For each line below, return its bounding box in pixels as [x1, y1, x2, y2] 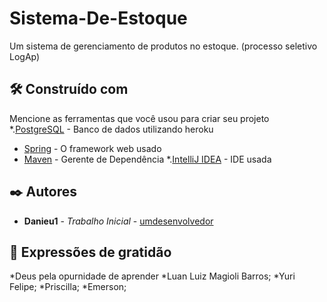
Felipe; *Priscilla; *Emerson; [9, 281, 127, 293]
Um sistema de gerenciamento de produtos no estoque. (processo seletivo [9, 40, 318, 52]
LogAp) [9, 50, 41, 62]
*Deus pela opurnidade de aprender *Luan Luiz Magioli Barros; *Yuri [9, 270, 296, 282]
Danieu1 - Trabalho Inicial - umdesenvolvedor [23, 215, 214, 227]
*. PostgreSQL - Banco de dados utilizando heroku [9, 123, 214, 135]
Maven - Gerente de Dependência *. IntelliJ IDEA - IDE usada [23, 153, 272, 165]
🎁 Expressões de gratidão [9, 243, 172, 261]
